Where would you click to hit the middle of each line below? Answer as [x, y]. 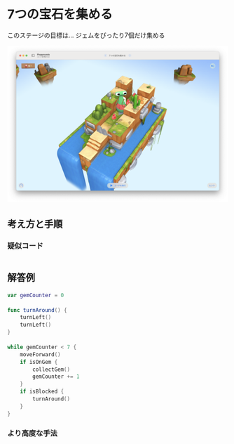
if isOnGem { [39, 362]
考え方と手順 [35, 224]
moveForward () [40, 354]
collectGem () [51, 370]
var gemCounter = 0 [36, 295]
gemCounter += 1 [56, 377]
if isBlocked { [42, 392]
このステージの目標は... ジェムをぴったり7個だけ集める [86, 35]
